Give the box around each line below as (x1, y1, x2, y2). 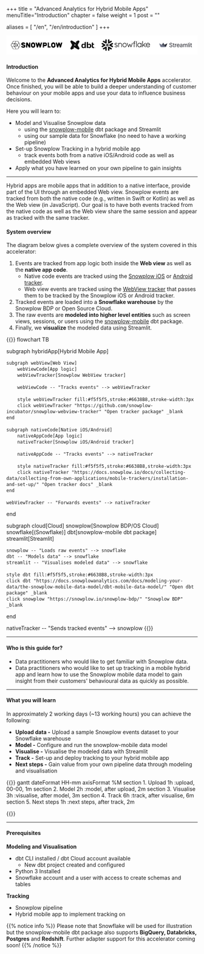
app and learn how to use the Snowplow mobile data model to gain (15, 671, 182, 678)
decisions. (6, 96, 32, 103)
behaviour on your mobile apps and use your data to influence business (6, 89, 186, 96)
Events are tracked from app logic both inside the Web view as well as (15, 260, 192, 267)
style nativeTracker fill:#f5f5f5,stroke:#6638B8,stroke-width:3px (17, 464, 191, 470)
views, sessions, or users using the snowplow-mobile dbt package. (15, 318, 184, 325)
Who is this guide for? (6, 644, 63, 652)
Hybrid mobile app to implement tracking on (15, 910, 126, 918)
